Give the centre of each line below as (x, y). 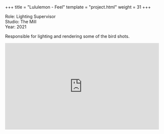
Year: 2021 (16, 27)
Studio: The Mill (21, 22)
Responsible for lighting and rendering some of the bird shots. (67, 36)
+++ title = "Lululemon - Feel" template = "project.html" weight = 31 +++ (78, 7)
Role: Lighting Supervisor (31, 16)
